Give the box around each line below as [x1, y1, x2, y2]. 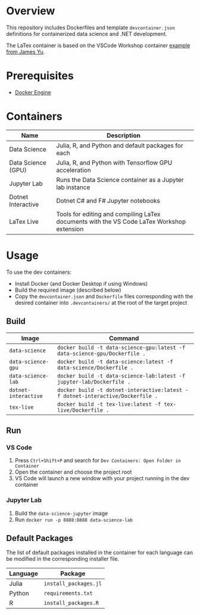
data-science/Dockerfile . [57, 364, 134, 371]
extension [56, 225, 84, 233]
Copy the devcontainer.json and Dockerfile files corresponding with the [14, 292, 193, 299]
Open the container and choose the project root [14, 468, 132, 475]
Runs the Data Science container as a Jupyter [56, 175, 184, 184]
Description [106, 131, 141, 140]
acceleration [56, 166, 91, 174]
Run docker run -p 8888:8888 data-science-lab [14, 516, 133, 523]
